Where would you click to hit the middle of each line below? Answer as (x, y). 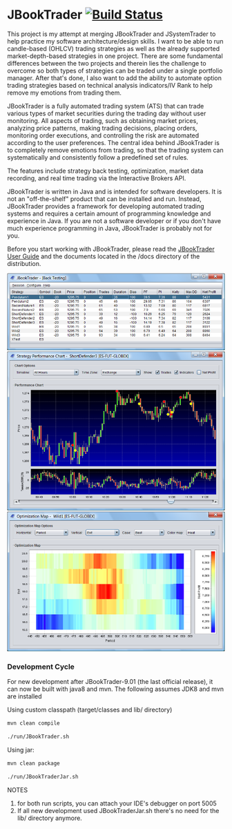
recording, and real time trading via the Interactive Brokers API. (97, 178)
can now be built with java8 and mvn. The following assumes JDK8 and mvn (116, 689)
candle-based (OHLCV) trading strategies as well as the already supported (113, 48)
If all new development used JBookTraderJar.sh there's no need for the (118, 810)
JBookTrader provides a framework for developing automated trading (106, 206)
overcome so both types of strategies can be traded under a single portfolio (115, 70)
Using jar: (21, 750)
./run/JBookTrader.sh (38, 736)
